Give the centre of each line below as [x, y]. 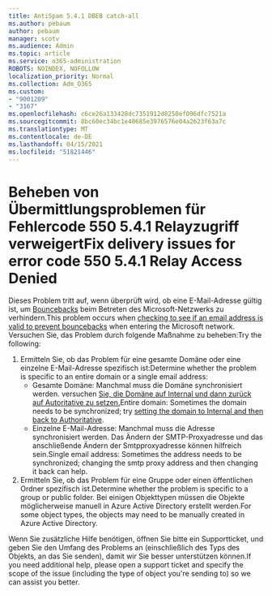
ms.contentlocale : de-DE [50, 136]
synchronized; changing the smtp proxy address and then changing [145, 463]
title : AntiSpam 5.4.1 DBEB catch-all [74, 16]
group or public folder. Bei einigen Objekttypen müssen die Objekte [132, 498]
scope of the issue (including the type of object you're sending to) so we [130, 574]
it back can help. [60, 472]
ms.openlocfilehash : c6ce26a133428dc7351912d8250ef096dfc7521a [117, 114]
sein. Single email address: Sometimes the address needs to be [137, 455]
